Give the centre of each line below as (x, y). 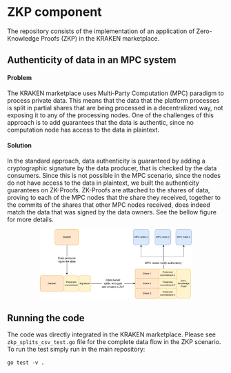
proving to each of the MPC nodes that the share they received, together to (114, 197)
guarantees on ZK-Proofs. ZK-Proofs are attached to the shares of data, (109, 190)
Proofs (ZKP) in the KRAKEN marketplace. (100, 38)
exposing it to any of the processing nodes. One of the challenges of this (110, 115)
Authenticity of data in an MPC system (92, 60)
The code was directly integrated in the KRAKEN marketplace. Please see (111, 334)
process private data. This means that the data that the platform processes (113, 100)
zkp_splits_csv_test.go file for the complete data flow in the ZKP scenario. (114, 342)
